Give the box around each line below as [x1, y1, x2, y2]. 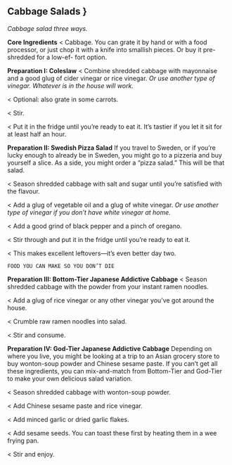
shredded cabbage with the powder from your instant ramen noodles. [7, 282, 209, 291]
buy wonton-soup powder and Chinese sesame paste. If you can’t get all [7, 359, 218, 368]
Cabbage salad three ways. [7, 24, 88, 32]
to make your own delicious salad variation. [7, 374, 133, 383]
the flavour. [7, 186, 40, 196]
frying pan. [7, 436, 39, 445]
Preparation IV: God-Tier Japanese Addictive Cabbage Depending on [7, 344, 212, 352]
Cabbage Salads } [7, 6, 87, 18]
